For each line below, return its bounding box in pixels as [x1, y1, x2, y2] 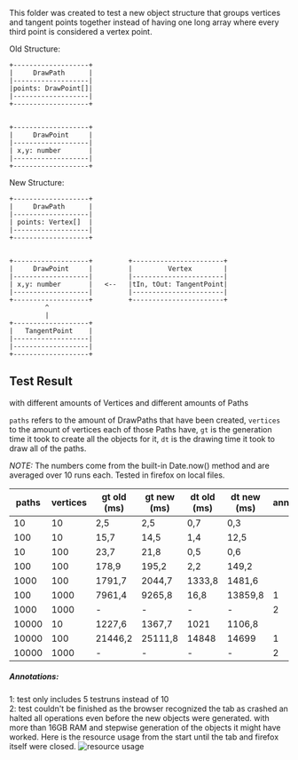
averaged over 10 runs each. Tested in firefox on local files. [9, 470, 225, 480]
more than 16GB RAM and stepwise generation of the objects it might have [9, 722, 281, 732]
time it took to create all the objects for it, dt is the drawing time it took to [9, 433, 275, 444]
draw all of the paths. [9, 443, 87, 454]
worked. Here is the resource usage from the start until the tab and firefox [9, 732, 279, 742]
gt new [145, 490, 176, 503]
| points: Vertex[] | [9, 218, 93, 226]
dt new [230, 490, 261, 503]
